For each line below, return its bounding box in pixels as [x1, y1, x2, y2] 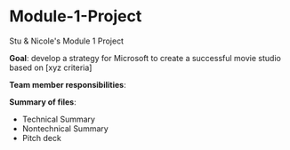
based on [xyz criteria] [9, 62, 93, 73]
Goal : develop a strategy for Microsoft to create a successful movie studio [9, 52, 282, 63]
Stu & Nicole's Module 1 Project [9, 36, 125, 46]
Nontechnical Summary [21, 122, 109, 134]
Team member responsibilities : [9, 79, 126, 90]
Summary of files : [9, 96, 77, 107]
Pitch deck [21, 132, 62, 143]
